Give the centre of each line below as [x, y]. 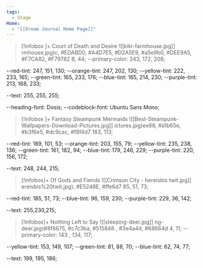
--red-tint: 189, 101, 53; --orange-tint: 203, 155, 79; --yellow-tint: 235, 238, [99, 144]
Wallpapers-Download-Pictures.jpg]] [67, 126]
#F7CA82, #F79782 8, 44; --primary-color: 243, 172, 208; [93, 59]
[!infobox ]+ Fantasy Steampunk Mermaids [75, 119]
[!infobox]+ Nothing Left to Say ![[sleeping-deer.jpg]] [87, 222]
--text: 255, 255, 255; [33, 95]
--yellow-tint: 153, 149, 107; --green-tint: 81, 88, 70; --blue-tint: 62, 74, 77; [98, 247]
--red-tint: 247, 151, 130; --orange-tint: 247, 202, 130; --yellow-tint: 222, [96, 71]
